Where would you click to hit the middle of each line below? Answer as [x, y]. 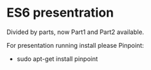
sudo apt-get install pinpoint [57, 59]
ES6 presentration [60, 13]
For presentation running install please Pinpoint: [75, 45]
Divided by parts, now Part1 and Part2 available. [75, 32]
